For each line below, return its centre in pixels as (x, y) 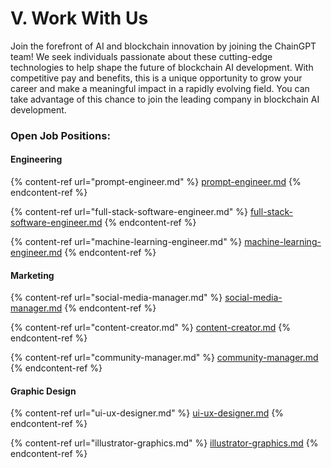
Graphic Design (43, 391)
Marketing (32, 275)
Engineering (36, 159)
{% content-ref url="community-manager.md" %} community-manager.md (164, 358)
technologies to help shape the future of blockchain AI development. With (162, 67)
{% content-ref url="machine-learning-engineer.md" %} (126, 242)
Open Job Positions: (60, 135)
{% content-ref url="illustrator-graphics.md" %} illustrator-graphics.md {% (164, 443)
